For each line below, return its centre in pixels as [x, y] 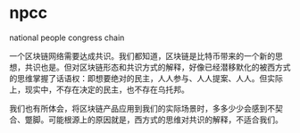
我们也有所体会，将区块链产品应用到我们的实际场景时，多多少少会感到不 [142, 108]
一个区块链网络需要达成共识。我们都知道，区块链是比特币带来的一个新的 [142, 55]
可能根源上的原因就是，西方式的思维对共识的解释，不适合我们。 [165, 120]
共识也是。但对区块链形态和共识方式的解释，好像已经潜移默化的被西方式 [158, 67]
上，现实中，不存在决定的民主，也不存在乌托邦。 [99, 89]
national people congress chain [67, 37]
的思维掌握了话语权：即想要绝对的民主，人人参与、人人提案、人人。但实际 [146, 78]
